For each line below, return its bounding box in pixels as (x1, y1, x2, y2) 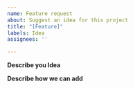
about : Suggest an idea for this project (7, 17, 129, 24)
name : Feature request (7, 10, 73, 17)
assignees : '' (7, 36, 48, 43)
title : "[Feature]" (7, 23, 64, 30)
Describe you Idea (7, 61, 61, 69)
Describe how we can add (7, 74, 83, 83)
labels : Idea (7, 29, 45, 37)
